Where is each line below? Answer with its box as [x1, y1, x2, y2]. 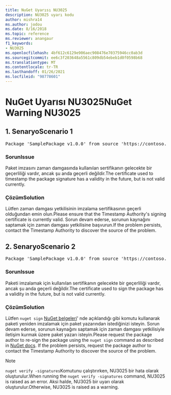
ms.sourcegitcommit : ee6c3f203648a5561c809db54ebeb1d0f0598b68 [5, 55, 143, 60]
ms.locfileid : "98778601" [5, 74, 60, 79]
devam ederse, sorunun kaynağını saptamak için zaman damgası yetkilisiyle [5, 326, 165, 332]
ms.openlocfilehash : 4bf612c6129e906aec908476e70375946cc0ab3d [5, 50, 143, 55]
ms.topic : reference [5, 31, 50, 36]
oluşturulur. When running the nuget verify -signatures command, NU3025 [5, 373, 165, 379]
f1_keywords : [5, 41, 33, 46]
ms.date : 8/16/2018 [5, 27, 47, 32]
